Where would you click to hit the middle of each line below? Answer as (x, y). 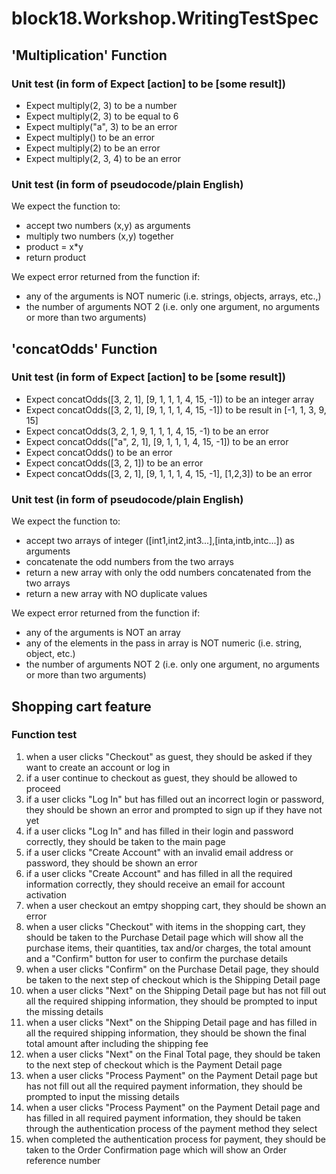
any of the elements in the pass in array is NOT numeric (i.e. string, (164, 643)
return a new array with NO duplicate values (116, 594)
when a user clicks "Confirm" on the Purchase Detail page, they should (172, 969)
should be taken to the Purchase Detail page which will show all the (164, 937)
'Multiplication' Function (89, 55)
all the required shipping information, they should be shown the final (166, 1033)
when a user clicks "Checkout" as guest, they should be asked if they (169, 756)
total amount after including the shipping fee (117, 1043)
